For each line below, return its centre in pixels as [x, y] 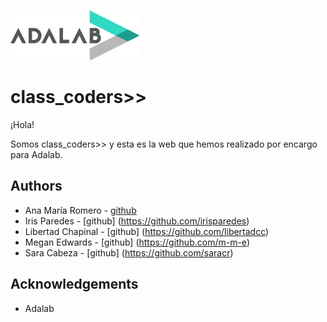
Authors [36, 186]
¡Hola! [22, 124]
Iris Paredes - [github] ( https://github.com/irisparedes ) [137, 221]
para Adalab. [36, 154]
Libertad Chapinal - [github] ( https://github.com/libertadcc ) [147, 231]
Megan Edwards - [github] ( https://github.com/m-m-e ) [137, 242]
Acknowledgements [74, 284]
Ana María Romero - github [80, 210]
